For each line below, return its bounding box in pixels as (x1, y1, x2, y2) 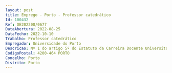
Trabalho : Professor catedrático (5, 36, 77, 42)
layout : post (5, 7, 33, 13)
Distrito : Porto (5, 60, 40, 65)
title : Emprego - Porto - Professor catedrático (5, 12, 111, 17)
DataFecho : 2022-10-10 (5, 31, 54, 36)
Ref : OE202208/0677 (5, 22, 47, 27)
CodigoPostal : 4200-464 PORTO (5, 50, 70, 56)
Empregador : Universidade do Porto (5, 41, 81, 46)
